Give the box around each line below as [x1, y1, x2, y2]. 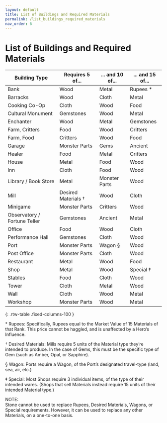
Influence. [5, 331, 26, 337]
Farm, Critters [7, 126, 40, 133]
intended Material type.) [5, 387, 55, 393]
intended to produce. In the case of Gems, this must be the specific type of [5, 346, 159, 352]
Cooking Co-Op [7, 102, 46, 109]
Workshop [7, 299, 32, 306]
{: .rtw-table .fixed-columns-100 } [5, 312, 75, 317]
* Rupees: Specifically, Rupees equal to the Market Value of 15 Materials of [5, 321, 158, 327]
